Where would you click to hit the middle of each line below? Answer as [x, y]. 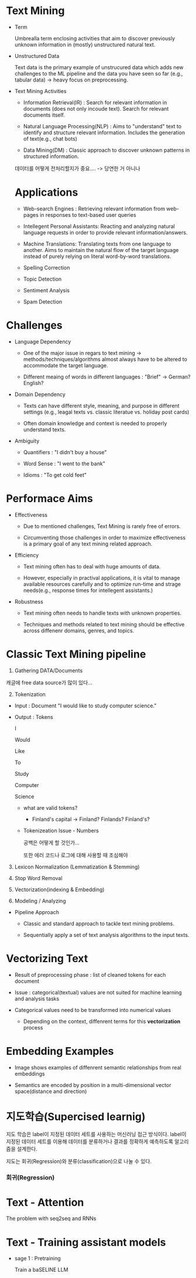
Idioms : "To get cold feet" [55, 475]
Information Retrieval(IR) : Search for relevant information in [95, 102]
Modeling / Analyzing [40, 901]
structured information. [51, 156]
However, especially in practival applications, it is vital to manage [102, 578]
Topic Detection [42, 279]
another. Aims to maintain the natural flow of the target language [101, 250]
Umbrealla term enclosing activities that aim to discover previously [95, 38]
